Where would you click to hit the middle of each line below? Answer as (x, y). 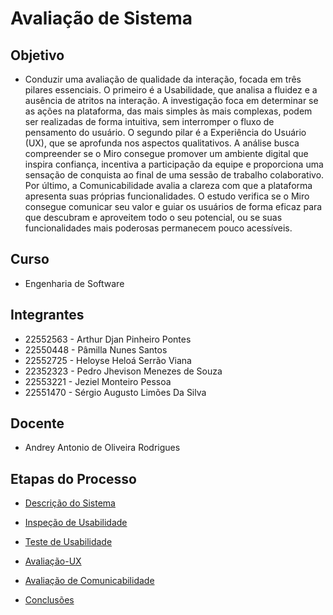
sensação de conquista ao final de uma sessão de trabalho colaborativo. (174, 175)
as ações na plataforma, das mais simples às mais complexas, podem (168, 111)
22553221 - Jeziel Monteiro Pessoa (98, 381)
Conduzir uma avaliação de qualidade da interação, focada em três (163, 79)
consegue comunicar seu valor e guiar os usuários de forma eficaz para (173, 206)
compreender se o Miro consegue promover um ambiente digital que (166, 153)
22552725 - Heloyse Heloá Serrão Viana (108, 360)
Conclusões (49, 600)
